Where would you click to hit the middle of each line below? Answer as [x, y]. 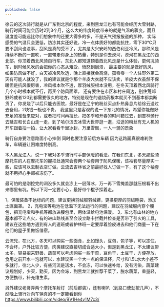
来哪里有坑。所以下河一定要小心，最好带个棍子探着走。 [61, 189]
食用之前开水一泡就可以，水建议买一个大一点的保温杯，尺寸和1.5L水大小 [77, 259]
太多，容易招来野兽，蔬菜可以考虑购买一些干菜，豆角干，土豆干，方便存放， [82, 253]
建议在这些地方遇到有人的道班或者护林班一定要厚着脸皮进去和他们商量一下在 [82, 224]
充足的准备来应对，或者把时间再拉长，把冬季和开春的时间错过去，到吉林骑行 [82, 116]
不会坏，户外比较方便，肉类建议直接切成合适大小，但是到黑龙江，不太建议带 [82, 246]
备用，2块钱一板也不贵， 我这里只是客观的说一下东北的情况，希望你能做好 [84, 109]
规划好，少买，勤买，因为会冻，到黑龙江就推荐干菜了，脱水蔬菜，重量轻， [84, 271]
